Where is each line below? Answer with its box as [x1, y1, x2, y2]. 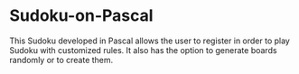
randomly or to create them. [9, 54, 114, 65]
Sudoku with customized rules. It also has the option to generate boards [9, 44, 277, 55]
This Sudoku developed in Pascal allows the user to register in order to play [9, 35, 291, 46]
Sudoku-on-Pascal [9, 5, 154, 26]
